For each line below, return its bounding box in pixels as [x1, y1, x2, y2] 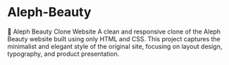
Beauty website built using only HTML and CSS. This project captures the [7, 34, 221, 43]
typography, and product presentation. [7, 50, 120, 58]
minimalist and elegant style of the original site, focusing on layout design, [7, 42, 223, 50]
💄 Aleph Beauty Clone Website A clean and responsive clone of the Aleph [7, 27, 221, 36]
